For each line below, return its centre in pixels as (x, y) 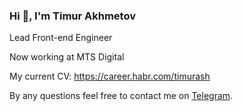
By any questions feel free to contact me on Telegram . (121, 96)
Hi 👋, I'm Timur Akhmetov (72, 16)
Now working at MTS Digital (67, 57)
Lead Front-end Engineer (61, 38)
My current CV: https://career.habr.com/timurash (110, 76)
